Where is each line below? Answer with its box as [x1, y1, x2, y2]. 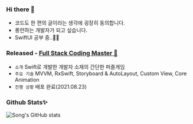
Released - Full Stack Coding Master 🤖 [6, 49, 118, 58]
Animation [14, 76, 40, 83]
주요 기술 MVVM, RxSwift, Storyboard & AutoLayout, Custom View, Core [14, 70, 187, 77]
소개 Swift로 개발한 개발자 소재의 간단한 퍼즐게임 [14, 63, 125, 70]
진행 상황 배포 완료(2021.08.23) [14, 83, 87, 90]
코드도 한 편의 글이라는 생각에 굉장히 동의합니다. [14, 19, 125, 26]
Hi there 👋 [6, 5, 35, 14]
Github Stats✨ [6, 98, 48, 106]
